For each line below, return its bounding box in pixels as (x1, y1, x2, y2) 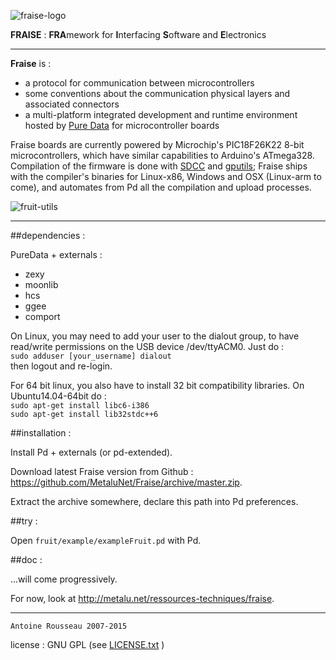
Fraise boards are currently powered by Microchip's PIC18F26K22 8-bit (10, 139, 305, 150)
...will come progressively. (10, 573, 118, 585)
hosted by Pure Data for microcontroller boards (24, 120, 220, 131)
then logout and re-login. (10, 360, 113, 372)
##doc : (10, 554, 43, 565)
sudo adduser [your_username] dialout (10, 351, 172, 361)
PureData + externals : (10, 249, 103, 260)
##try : (10, 515, 38, 527)
